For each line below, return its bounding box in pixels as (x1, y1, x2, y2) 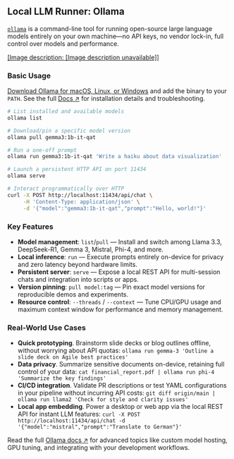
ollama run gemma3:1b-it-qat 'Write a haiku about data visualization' (7, 153, 222, 160)
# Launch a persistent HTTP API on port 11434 (7, 166, 147, 173)
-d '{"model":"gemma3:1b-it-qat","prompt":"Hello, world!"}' (23, 205, 207, 212)
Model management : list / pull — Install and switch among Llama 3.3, (17, 237, 222, 246)
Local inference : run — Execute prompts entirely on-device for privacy (17, 252, 224, 261)
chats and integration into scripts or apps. (17, 275, 139, 283)
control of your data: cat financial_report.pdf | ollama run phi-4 (17, 367, 215, 376)
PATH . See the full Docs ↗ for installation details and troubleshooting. (7, 95, 206, 103)
